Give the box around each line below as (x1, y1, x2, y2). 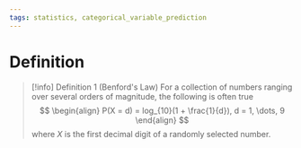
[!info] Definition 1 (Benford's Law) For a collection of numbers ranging (31, 82, 293, 92)
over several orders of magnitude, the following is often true (31, 91, 254, 101)
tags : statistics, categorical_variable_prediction (9, 13, 207, 22)
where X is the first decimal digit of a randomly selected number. (31, 128, 271, 139)
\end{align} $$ (135, 114, 190, 126)
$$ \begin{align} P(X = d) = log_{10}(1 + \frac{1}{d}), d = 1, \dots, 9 (39, 105, 286, 116)
